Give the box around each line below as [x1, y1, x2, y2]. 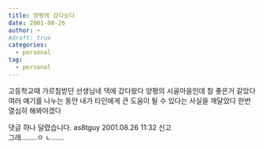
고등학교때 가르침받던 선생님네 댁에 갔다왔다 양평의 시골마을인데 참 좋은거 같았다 [8, 86, 256, 95]
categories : [8, 41, 48, 49]
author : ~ [8, 26, 41, 34]
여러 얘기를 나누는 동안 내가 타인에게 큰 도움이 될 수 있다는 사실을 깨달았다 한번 [8, 96, 251, 105]
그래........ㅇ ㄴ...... [8, 132, 64, 142]
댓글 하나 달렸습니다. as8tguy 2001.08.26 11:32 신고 [8, 122, 172, 132]
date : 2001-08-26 [8, 19, 66, 27]
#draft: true [8, 33, 52, 42]
